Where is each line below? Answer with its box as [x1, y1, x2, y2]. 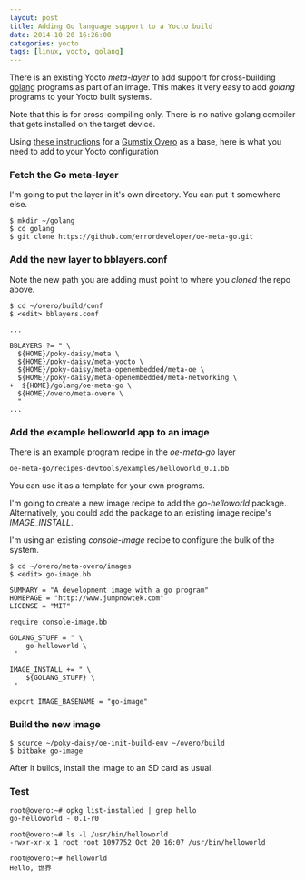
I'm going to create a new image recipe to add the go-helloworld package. [9, 497, 287, 509]
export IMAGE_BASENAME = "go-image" [9, 697, 148, 706]
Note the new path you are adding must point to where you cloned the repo [9, 274, 291, 285]
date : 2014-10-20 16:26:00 [9, 30, 112, 39]
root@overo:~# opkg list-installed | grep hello [9, 806, 197, 815]
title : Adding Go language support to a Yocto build [9, 22, 213, 31]
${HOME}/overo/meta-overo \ [17, 388, 124, 398]
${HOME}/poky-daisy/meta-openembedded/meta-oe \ [17, 365, 205, 374]
